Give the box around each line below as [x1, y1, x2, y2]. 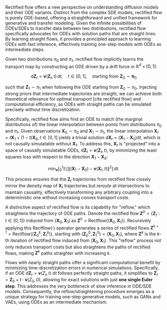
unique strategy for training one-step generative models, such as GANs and [5, 294, 161, 300]
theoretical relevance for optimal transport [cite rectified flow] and [5, 96, 141, 102]
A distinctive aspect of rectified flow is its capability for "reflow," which [5, 204, 151, 210]
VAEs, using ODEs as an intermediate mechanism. [5, 299, 108, 305]
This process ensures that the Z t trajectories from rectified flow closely [5, 176, 151, 184]
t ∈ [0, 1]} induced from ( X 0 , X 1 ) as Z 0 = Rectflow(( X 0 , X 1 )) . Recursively [5, 216, 151, 224]
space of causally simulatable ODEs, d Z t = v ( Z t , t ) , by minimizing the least [5, 147, 157, 155]
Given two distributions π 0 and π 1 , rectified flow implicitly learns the [5, 56, 144, 63]
